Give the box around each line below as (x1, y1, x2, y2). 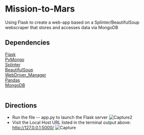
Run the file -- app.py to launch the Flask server (12, 114, 108, 120)
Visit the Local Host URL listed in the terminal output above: (12, 120, 131, 125)
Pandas (5, 77, 20, 83)
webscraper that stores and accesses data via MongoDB (5, 24, 118, 30)
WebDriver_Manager (5, 72, 47, 78)
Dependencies (5, 39, 50, 47)
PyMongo (5, 57, 25, 62)
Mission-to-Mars (5, 3, 75, 15)
